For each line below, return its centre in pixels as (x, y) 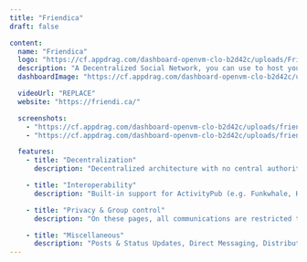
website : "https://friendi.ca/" (79, 101)
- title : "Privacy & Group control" (96, 210)
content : (26, 43)
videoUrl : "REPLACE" (57, 93)
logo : (28, 60)
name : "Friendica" (53, 51)
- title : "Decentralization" (81, 161)
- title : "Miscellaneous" (75, 235)
